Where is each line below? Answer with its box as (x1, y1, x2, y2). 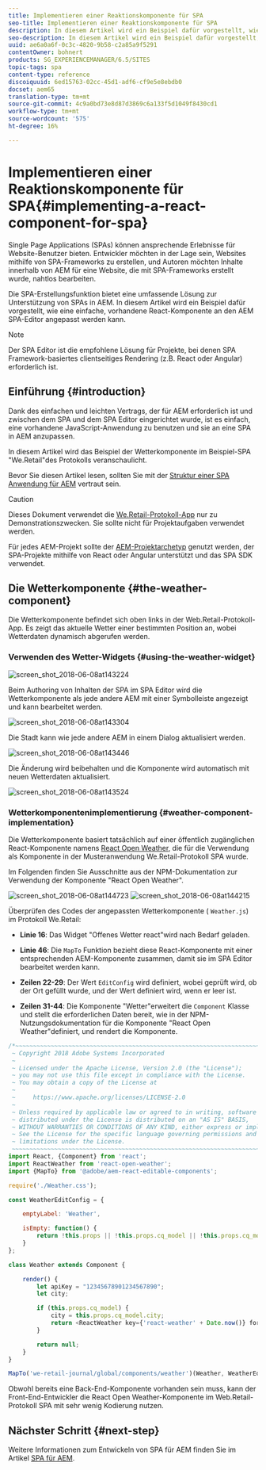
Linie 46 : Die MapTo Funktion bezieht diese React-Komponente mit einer (19, 945, 253, 955)
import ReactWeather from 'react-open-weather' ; (8, 1159, 172, 1168)
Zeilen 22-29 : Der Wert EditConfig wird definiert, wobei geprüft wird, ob (19, 977, 257, 987)
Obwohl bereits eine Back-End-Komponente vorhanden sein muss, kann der (8, 1384, 256, 1394)
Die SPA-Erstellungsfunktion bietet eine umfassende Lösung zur (8, 289, 218, 298)
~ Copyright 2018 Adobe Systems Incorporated (11, 1049, 165, 1057)
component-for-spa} (8, 213, 149, 232)
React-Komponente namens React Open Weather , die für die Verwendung (8, 843, 249, 852)
